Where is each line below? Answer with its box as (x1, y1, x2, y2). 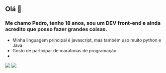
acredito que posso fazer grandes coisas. (5, 26, 108, 33)
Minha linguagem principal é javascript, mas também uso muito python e (12, 37, 162, 43)
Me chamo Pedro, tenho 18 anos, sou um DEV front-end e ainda (5, 20, 161, 27)
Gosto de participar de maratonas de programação (12, 47, 117, 53)
